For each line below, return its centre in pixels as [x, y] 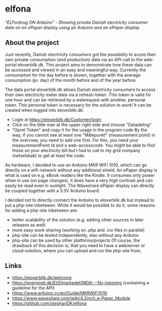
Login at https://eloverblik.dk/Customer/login [57, 119]
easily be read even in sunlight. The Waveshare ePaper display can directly [80, 186]
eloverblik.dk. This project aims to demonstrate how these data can [85, 64]
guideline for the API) [33, 288]
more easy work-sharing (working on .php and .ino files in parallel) [78, 230]
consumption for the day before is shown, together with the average [73, 75]
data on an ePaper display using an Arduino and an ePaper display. [73, 27]
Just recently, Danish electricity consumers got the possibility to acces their [81, 54]
